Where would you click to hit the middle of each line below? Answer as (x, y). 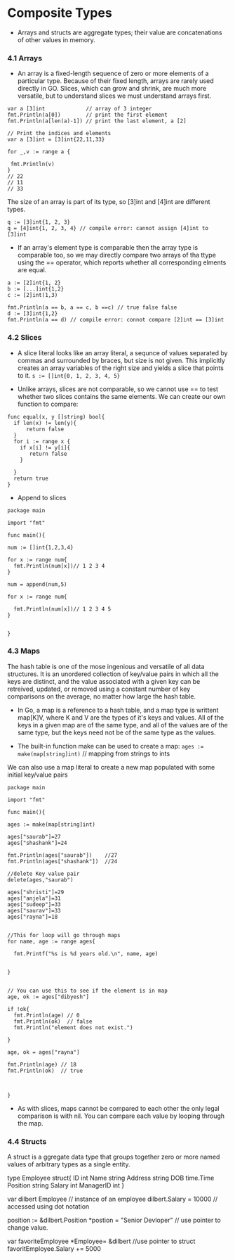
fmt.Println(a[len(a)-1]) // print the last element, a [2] (97, 121)
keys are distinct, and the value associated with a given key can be (104, 681)
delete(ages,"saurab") (40, 880)
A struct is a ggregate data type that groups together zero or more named (114, 1157)
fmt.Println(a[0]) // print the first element (88, 115)
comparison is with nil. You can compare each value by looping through (121, 1116)
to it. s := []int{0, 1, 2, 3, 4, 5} (69, 375)
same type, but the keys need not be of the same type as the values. (116, 732)
